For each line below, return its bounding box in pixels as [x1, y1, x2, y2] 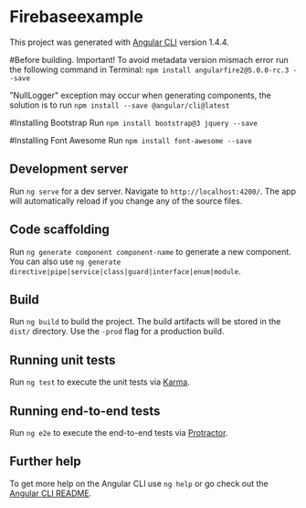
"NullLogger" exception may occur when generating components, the [9, 90, 271, 101]
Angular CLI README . [9, 487, 92, 499]
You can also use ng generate [9, 256, 121, 267]
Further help [9, 454, 82, 470]
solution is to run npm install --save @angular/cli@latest [9, 99, 230, 111]
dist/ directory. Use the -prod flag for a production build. [9, 326, 225, 337]
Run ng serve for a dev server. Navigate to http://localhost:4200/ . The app [9, 185, 297, 196]
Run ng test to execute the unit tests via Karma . [9, 376, 190, 387]
